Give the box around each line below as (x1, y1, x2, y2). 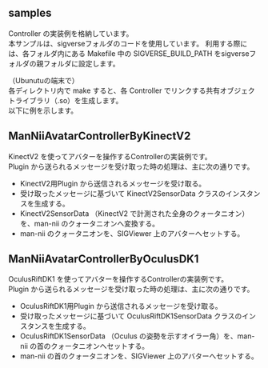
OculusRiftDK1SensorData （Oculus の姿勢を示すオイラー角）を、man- (19, 331, 255, 341)
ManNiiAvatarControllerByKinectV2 (8, 130, 191, 143)
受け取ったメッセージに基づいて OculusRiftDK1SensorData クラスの (19, 311, 242, 321)
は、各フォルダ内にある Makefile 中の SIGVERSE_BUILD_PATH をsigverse (8, 48, 250, 58)
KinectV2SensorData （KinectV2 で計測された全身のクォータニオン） (19, 208, 250, 218)
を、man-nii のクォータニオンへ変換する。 (19, 218, 160, 228)
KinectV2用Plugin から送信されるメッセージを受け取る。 (19, 178, 206, 188)
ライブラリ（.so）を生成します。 (14, 95, 123, 105)
